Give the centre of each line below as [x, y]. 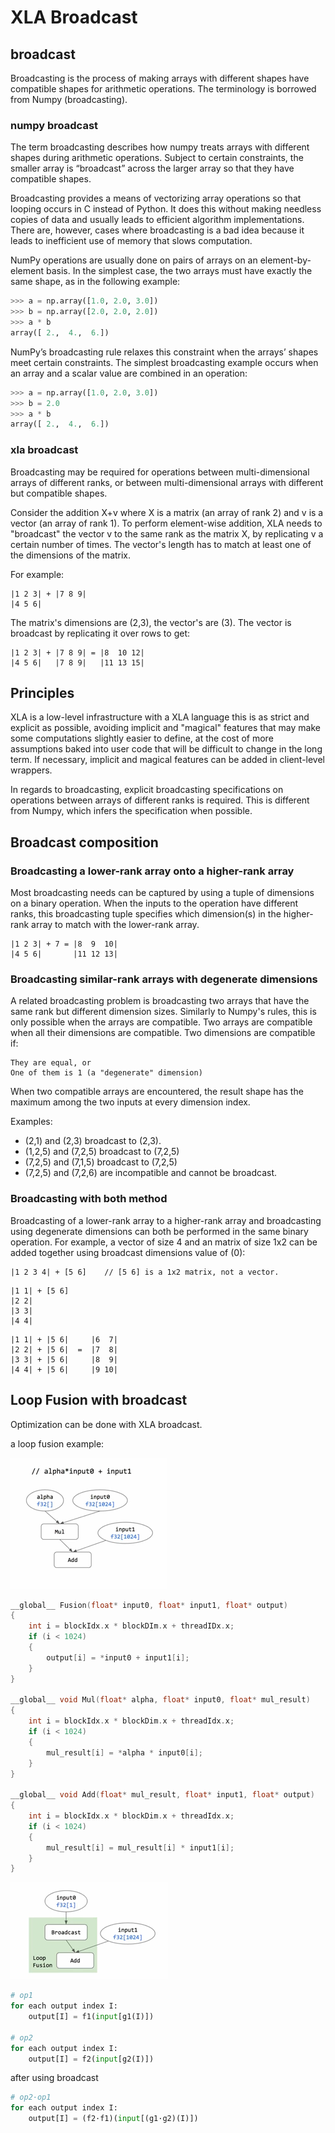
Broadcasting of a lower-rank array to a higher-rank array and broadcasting [166, 1220]
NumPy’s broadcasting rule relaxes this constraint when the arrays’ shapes [164, 352]
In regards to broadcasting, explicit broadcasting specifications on [147, 790]
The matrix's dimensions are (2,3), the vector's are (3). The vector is [151, 622]
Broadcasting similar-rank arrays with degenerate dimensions [164, 979]
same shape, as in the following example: [95, 282]
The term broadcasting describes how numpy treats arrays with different [160, 147]
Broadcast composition [84, 842]
